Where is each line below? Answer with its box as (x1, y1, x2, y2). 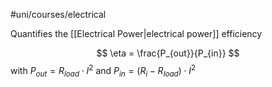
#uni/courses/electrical (10, 9, 107, 20)
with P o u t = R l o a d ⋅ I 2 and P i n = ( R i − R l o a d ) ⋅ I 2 (10, 63, 197, 79)
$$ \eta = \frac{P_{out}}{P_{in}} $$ (96, 47, 240, 59)
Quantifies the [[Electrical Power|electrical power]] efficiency (10, 28, 263, 39)
